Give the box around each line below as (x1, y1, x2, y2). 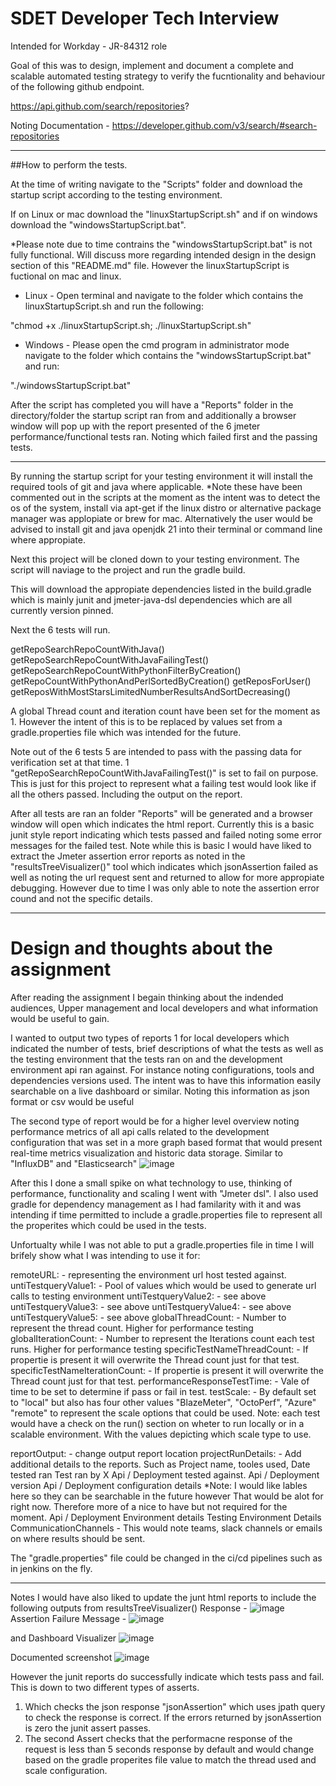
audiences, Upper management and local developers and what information (10, 1002, 319, 1014)
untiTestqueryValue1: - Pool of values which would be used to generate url (10, 1279, 317, 1291)
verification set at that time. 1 (10, 756, 130, 768)
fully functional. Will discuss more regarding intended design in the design (10, 248, 317, 261)
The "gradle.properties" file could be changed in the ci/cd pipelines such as (10, 1552, 323, 1564)
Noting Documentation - (10, 119, 110, 131)
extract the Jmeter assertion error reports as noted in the (10, 850, 246, 862)
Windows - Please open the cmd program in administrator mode (24, 338, 290, 351)
